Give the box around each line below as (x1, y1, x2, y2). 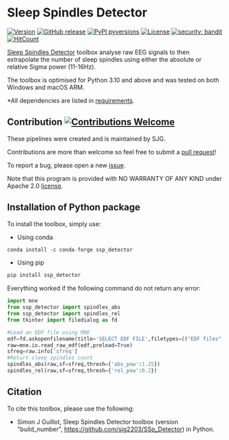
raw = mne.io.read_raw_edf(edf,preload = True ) (7, 341, 133, 349)
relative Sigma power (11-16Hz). (7, 62, 96, 71)
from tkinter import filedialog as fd (7, 317, 118, 323)
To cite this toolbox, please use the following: (7, 404, 135, 413)
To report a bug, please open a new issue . (7, 161, 126, 169)
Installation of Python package (7, 201, 141, 213)
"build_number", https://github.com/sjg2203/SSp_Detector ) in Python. (16, 425, 215, 433)
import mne (7, 297, 38, 304)
